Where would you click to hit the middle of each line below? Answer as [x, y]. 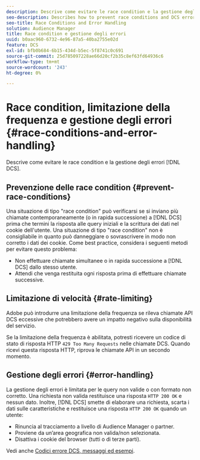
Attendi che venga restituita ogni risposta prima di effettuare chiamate [100, 273]
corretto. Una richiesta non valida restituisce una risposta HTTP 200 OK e [94, 395]
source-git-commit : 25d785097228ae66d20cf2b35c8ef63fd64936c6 [85, 56]
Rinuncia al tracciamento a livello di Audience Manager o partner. [95, 426]
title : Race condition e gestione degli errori [66, 34]
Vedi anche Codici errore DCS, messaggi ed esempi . [71, 450]
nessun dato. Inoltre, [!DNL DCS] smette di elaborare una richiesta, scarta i [98, 402]
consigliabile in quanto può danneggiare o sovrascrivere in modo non [91, 236]
